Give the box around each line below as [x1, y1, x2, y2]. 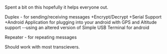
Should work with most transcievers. [4, 44, 80, 49]
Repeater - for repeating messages [4, 34, 77, 40]
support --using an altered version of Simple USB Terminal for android [4, 24, 149, 30]
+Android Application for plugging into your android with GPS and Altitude [4, 19, 157, 25]
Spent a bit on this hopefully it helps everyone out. [4, 4, 108, 10]
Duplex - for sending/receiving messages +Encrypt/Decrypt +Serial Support [4, 14, 162, 19]
